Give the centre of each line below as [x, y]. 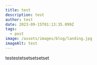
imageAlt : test [21, 44]
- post [17, 34]
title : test [18, 10]
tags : [11, 29]
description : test [25, 15]
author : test [19, 19]
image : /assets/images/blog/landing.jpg [49, 39]
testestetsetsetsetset [27, 58]
